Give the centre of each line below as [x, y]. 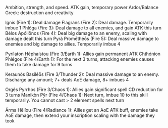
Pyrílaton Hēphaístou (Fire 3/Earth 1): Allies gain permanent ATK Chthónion [83, 54]
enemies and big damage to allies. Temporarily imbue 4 [63, 44]
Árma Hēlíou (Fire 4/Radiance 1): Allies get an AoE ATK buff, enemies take [82, 110]
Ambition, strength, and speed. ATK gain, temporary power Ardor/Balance [82, 7]
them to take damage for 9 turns [39, 65]
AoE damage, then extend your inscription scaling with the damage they [80, 115]
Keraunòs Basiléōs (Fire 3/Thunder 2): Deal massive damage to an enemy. [82, 74]
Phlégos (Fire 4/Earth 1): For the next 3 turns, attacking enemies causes [80, 59]
